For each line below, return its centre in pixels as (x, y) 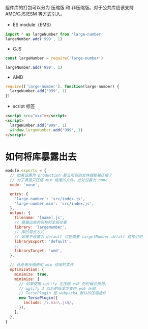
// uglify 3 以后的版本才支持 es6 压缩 (57, 289)
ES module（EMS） (33, 25)
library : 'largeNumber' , (41, 227)
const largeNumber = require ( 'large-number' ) (54, 58)
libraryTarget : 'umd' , (38, 251)
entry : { (19, 194)
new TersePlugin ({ (38, 298)
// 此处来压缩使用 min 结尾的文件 (42, 265)
